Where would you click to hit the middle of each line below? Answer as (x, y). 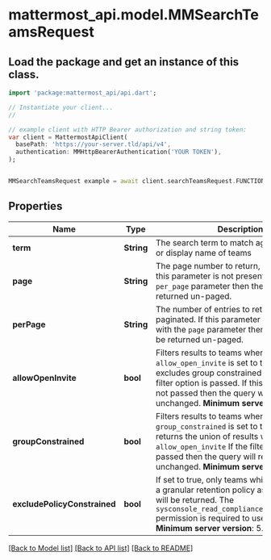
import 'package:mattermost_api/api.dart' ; (83, 93)
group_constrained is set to (207, 426)
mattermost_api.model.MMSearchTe (134, 15)
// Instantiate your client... (61, 107)
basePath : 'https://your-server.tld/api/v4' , (94, 144)
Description (240, 229)
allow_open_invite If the (202, 446)
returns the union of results (207, 436)
